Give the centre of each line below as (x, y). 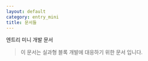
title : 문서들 (21, 22)
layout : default (26, 11)
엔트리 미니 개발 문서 (30, 40)
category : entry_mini (33, 17)
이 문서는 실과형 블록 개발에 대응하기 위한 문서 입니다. (81, 52)
